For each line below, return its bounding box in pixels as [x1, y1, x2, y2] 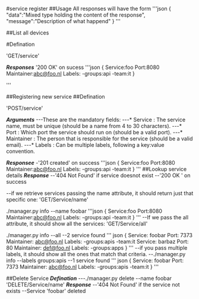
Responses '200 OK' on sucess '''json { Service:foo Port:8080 [6, 64, 160, 71]
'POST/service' [6, 105, 43, 112]
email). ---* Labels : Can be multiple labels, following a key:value [6, 141, 165, 148]
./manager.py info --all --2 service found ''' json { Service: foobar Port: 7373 [6, 232, 193, 238]
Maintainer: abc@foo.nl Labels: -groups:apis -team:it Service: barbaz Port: [6, 238, 189, 245]
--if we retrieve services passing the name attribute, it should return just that [6, 190, 194, 197]
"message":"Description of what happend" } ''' [6, 18, 121, 24]
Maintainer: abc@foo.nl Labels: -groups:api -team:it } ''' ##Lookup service [6, 166, 187, 172]
